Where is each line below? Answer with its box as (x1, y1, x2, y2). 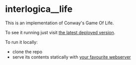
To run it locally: (5, 39, 38, 45)
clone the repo (12, 49, 43, 55)
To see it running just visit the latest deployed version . (5, 29, 116, 35)
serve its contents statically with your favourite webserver (12, 54, 131, 60)
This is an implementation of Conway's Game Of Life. (5, 20, 114, 26)
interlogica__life (5, 3, 73, 15)
